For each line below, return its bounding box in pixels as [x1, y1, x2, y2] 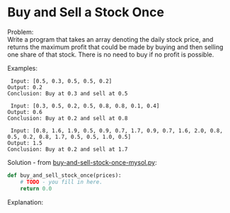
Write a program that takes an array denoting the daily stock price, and [7, 35, 214, 43]
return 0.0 [20, 185, 52, 192]
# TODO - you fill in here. [20, 178, 103, 185]
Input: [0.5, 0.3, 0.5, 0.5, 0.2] [10, 77, 113, 85]
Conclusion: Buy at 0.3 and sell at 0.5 [7, 90, 129, 97]
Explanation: [7, 197, 44, 206]
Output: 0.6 [7, 108, 42, 115]
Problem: [7, 28, 34, 36]
